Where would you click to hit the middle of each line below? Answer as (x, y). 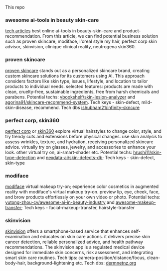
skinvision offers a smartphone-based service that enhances (68, 231)
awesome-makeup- (136, 202)
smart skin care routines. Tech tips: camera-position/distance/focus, (76, 258)
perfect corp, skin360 (32, 120)
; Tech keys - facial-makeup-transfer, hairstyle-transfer (78, 208)
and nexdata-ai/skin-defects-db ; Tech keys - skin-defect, (96, 157)
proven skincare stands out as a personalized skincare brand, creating (78, 70)
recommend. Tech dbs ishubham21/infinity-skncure (87, 107)
